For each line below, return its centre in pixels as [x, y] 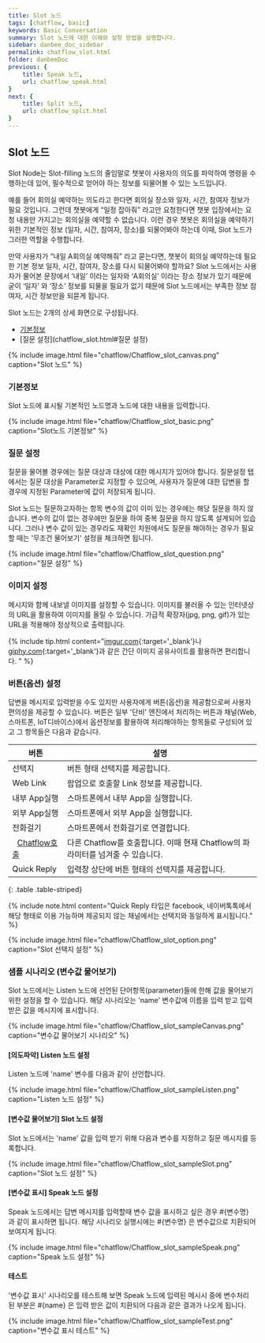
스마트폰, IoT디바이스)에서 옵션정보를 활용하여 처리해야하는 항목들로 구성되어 [126, 721]
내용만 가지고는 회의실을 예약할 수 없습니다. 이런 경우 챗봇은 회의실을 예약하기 [135, 219]
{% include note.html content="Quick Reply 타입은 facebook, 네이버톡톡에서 [130, 906]
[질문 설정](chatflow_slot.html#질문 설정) [84, 339]
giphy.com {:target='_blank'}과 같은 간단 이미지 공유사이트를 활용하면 [116, 651]
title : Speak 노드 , [52, 74]
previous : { [28, 67]
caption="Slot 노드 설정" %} [52, 1173]
